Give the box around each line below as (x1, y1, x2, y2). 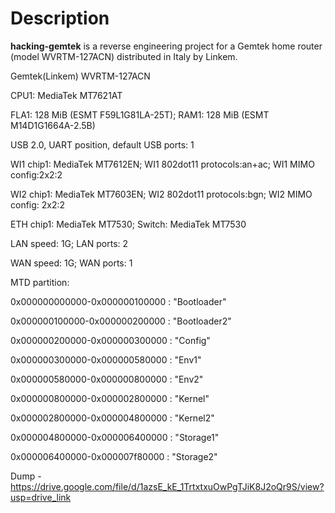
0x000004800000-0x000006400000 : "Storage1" (10, 431, 220, 443)
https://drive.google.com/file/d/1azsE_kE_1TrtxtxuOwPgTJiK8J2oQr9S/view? (10, 480, 325, 492)
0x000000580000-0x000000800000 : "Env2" (10, 373, 204, 385)
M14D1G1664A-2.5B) (10, 119, 96, 131)
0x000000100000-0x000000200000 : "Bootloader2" (10, 315, 232, 327)
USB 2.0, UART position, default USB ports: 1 (10, 138, 195, 151)
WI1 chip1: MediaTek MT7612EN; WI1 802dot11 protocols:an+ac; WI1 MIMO (10, 158, 315, 170)
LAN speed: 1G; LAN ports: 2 (10, 237, 129, 249)
